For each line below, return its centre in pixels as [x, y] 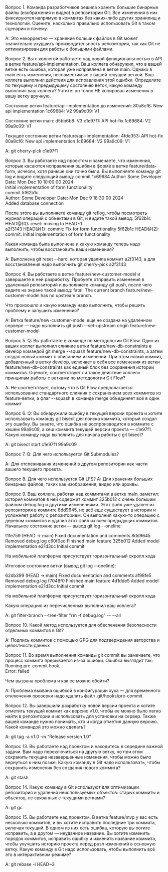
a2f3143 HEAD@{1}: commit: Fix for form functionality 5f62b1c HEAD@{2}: [82, 229]
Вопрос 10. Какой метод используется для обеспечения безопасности [81, 625]
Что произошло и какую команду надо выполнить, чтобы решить [75, 305]
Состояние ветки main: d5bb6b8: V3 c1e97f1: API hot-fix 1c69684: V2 [78, 121]
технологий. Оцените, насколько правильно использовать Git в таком [80, 23]
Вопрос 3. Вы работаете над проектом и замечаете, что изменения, [78, 161]
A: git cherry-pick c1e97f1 [32, 151]
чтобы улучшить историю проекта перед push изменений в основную [80, 844]
